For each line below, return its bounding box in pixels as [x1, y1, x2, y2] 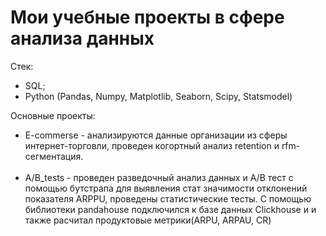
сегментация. [24, 150, 84, 162]
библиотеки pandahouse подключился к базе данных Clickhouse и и [24, 203, 317, 215]
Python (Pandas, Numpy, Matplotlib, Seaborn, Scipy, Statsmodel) [24, 90, 293, 102]
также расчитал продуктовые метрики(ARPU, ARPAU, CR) [24, 214, 272, 226]
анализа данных [10, 27, 155, 50]
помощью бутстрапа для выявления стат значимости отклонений [24, 182, 308, 194]
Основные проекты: [10, 109, 96, 121]
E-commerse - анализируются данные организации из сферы [24, 129, 288, 141]
